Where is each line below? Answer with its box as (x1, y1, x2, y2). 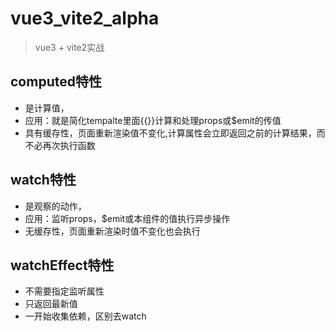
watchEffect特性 (10, 257, 115, 274)
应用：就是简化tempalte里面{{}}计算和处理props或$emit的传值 (24, 114, 282, 126)
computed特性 (10, 73, 102, 91)
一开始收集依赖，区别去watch (24, 310, 147, 322)
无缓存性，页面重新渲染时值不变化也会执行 (24, 225, 201, 237)
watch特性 (10, 172, 77, 189)
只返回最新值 (24, 298, 78, 310)
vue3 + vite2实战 (34, 41, 105, 53)
